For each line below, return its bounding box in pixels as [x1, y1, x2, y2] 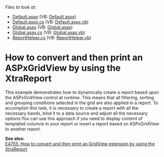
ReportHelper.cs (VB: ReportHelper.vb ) [12, 35, 91, 40]
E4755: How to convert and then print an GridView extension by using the [5, 141, 155, 147]
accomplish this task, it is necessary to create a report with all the [5, 105, 139, 111]
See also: [5, 135, 25, 141]
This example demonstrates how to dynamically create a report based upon [5, 89, 159, 95]
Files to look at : [5, 4, 37, 10]
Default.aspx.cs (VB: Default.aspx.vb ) [12, 19, 89, 25]
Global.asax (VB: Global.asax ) [12, 24, 73, 30]
